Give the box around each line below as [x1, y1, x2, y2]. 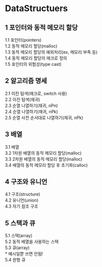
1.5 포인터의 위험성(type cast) [5, 61, 62, 67]
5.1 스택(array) [5, 233, 33, 238]
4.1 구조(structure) [5, 192, 40, 197]
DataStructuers [5, 3, 68, 14]
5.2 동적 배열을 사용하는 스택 [5, 239, 59, 245]
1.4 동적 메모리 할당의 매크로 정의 [5, 55, 67, 61]
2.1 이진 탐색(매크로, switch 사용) [5, 90, 67, 96]
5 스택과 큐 [5, 219, 36, 227]
